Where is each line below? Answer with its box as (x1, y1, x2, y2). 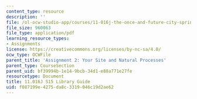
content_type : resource (6, 8, 64, 15)
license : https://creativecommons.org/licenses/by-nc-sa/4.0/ (6, 47, 161, 52)
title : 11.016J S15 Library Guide (6, 79, 91, 85)
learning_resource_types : (6, 36, 69, 41)
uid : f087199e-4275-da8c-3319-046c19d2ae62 (6, 84, 114, 90)
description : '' (6, 14, 46, 20)
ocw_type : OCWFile (6, 52, 51, 58)
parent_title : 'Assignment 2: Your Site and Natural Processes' (6, 57, 167, 63)
